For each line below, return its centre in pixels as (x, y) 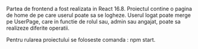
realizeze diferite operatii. (38, 28)
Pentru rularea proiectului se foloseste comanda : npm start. (81, 40)
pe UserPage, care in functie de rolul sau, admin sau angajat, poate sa (94, 21)
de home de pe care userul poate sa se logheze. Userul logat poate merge (99, 15)
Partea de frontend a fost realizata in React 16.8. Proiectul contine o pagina (99, 9)
